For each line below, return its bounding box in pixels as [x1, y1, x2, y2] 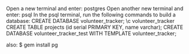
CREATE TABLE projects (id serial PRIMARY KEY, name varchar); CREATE [6, 23, 184, 31]
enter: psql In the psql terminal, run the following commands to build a [6, 11, 176, 18]
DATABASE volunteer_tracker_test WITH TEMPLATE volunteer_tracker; [6, 30, 177, 37]
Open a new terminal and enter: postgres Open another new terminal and [6, 5, 184, 12]
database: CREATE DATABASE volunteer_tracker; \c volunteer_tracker [6, 18, 175, 24]
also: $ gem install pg [6, 41, 58, 48]
